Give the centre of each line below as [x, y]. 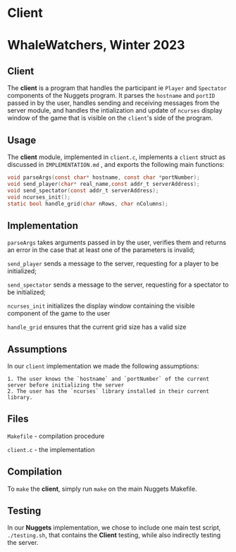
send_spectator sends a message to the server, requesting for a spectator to [118, 285]
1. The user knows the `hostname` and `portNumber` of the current [108, 379]
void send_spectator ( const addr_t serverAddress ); [83, 190]
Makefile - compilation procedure [56, 436]
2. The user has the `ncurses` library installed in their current [108, 391]
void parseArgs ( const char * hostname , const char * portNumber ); [104, 177]
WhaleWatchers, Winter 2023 [96, 45]
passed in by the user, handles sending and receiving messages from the [113, 103]
